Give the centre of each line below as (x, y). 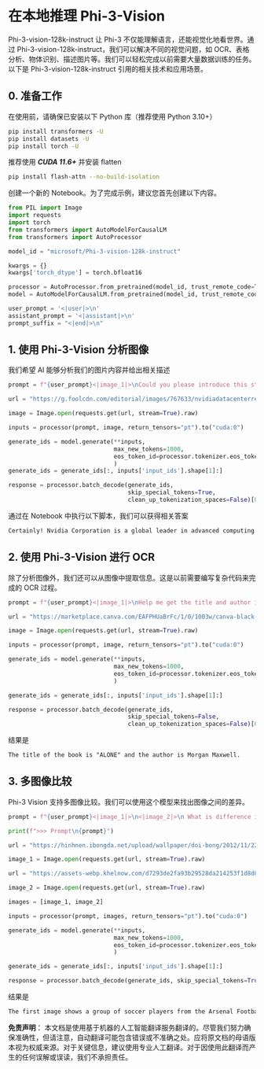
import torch (29, 223)
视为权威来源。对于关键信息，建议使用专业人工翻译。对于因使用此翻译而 (132, 1047)
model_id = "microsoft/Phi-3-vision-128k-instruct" (94, 251)
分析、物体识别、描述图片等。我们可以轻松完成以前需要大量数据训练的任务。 (132, 59)
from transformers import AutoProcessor (75, 237)
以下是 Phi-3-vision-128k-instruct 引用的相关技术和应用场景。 (108, 68)
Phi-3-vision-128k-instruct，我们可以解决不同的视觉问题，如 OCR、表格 (133, 49)
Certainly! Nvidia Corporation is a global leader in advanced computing (132, 531)
